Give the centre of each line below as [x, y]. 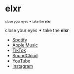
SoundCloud [25, 55]
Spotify [19, 39]
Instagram [22, 66]
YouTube [21, 61]
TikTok [19, 50]
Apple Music [25, 45]
